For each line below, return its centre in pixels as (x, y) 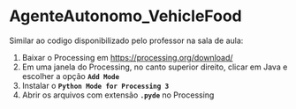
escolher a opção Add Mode (71, 76)
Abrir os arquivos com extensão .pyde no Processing (118, 95)
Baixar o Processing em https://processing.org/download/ (127, 57)
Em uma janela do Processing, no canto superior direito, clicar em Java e (155, 67)
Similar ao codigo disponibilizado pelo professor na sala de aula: (126, 40)
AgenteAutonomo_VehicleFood (125, 16)
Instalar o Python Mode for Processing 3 (95, 85)
